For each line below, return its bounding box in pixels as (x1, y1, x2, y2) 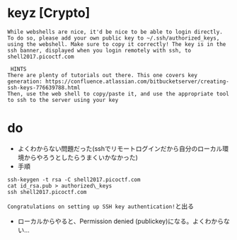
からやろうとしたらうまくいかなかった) (23, 153, 138, 161)
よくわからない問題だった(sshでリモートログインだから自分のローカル (17, 144, 223, 153)
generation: (7, 78, 42, 85)
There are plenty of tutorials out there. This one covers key (7, 72, 198, 79)
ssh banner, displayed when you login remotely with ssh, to (7, 47, 192, 54)
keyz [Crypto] (7, 5, 91, 21)
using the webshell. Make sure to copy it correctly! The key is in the (7, 40, 226, 47)
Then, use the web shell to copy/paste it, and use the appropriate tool (7, 90, 230, 97)
